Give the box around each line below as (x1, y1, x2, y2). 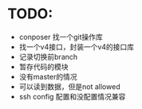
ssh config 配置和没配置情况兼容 (18, 91, 126, 101)
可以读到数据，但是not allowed (18, 81, 120, 91)
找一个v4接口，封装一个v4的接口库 (18, 41, 135, 52)
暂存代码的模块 (18, 61, 69, 72)
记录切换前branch (18, 52, 78, 61)
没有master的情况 (18, 72, 77, 81)
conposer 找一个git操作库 (18, 32, 103, 41)
